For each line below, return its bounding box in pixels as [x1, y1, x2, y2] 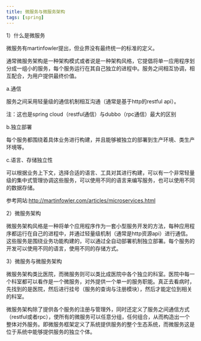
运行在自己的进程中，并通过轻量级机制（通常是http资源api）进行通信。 [16, 229, 191, 237]
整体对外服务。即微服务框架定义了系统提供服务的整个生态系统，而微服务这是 [6, 321, 195, 328]
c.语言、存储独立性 [6, 156, 53, 163]
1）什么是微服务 [6, 31, 45, 39]
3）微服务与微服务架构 [6, 258, 62, 265]
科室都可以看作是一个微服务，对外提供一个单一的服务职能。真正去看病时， [11, 277, 195, 285]
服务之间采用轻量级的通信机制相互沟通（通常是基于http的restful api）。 [6, 97, 179, 105]
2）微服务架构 [6, 210, 41, 217]
